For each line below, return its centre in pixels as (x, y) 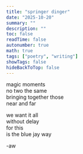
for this (15, 128)
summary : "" (21, 23)
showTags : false (26, 62)
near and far (21, 104)
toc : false (20, 34)
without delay (23, 122)
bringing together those (35, 97)
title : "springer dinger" (38, 12)
